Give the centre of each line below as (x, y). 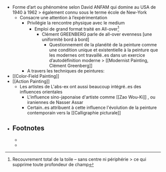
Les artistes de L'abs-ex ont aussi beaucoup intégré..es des (81, 86)
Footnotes (28, 128)
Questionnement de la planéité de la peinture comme (103, 44)
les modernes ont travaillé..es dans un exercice (97, 55)
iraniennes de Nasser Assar (55, 102)
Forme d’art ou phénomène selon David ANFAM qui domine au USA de (84, 7)
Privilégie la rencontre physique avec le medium (76, 23)
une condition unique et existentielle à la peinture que (104, 50)
